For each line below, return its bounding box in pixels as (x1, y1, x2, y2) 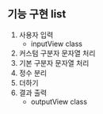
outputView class (30, 97, 88, 106)
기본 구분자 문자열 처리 (18, 58, 90, 67)
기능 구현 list (7, 7, 67, 21)
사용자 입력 (18, 30, 54, 40)
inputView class (30, 39, 82, 48)
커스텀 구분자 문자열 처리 (18, 48, 96, 58)
